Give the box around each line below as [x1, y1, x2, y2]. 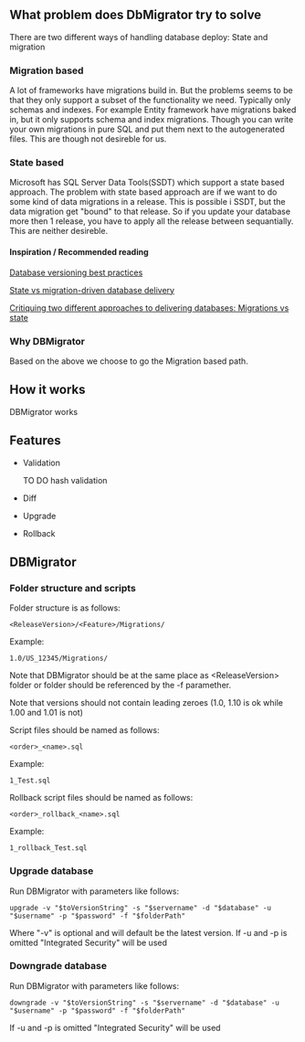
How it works [9, 382, 86, 398]
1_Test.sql [9, 776, 51, 785]
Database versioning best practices [9, 267, 143, 278]
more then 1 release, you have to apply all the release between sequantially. [9, 216, 294, 227]
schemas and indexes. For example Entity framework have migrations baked [9, 104, 297, 115]
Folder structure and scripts [9, 581, 137, 594]
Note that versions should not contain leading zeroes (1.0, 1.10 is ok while [9, 697, 283, 708]
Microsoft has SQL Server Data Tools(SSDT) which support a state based [9, 177, 285, 188]
